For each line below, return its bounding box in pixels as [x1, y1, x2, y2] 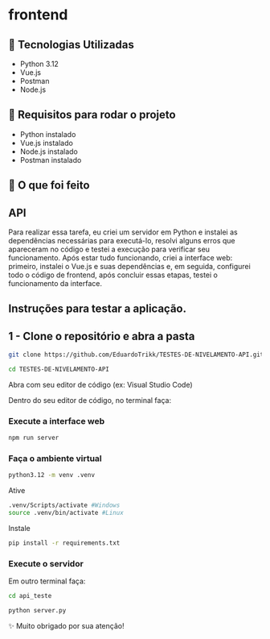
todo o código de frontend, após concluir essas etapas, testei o [8, 270, 219, 280]
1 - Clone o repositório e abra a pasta [8, 329, 195, 343]
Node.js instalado [19, 147, 79, 156]
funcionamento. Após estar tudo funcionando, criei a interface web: [8, 253, 233, 263]
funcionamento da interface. [8, 279, 103, 288]
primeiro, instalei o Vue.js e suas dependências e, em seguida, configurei [8, 262, 251, 272]
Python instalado [19, 129, 76, 139]
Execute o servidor [8, 558, 84, 569]
